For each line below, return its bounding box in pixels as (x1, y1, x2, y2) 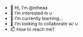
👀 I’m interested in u (10, 10, 52, 16)
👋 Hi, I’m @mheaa (10, 5, 48, 10)
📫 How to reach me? (10, 26, 55, 32)
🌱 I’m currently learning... (10, 15, 63, 21)
